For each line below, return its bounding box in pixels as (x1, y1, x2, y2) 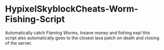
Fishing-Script (5, 14, 65, 25)
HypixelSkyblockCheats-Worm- (5, 3, 139, 15)
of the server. (5, 40, 32, 46)
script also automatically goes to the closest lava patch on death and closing (5, 35, 160, 41)
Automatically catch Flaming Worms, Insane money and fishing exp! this (5, 30, 150, 35)
